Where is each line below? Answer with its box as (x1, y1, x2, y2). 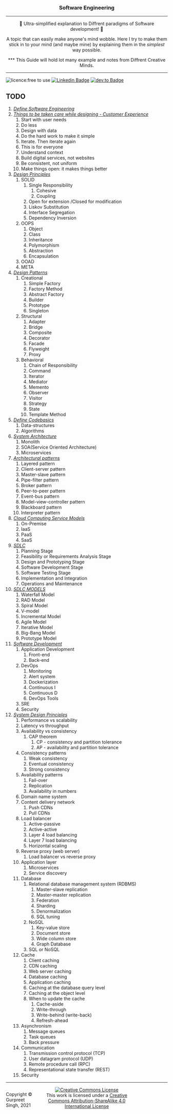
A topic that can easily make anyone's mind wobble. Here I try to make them (6, 36, 167, 42)
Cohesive (36, 188, 56, 194)
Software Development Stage (21, 564, 84, 570)
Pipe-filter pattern (21, 477, 59, 483)
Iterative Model (21, 624, 53, 630)
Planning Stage (21, 548, 53, 554)
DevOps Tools (28, 695, 59, 701)
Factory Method (28, 286, 63, 292)
